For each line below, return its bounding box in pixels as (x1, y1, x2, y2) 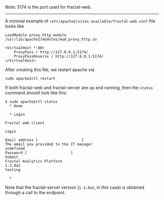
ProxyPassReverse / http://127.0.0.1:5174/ (14, 54, 104, 59)
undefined (5, 146, 25, 151)
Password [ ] (5, 150, 73, 155)
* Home (9, 104, 23, 109)
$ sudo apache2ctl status (5, 99, 58, 104)
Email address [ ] (5, 138, 84, 143)
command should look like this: (5, 90, 67, 95)
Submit (5, 155, 19, 160)
